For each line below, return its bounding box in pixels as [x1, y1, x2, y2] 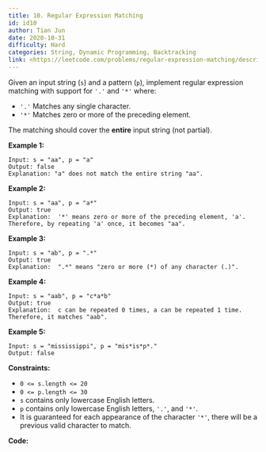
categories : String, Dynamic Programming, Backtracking [8, 48, 196, 56]
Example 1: [8, 140, 45, 150]
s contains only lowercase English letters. [19, 395, 155, 404]
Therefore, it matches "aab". [8, 312, 108, 321]
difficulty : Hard [8, 41, 66, 49]
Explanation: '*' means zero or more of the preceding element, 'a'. [8, 213, 246, 220]
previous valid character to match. [19, 420, 132, 430]
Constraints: [8, 362, 51, 373]
